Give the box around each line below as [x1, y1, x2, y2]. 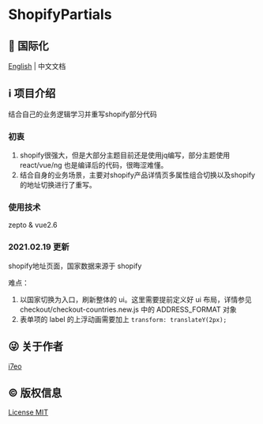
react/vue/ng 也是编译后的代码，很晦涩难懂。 [19, 161, 168, 170]
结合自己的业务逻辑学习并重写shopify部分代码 [8, 109, 158, 119]
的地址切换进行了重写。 [19, 180, 96, 190]
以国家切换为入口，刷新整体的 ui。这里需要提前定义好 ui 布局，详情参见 [19, 294, 252, 304]
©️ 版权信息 [8, 386, 62, 399]
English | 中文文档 [8, 62, 66, 70]
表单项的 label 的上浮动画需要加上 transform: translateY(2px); [19, 314, 227, 324]
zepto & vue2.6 [8, 220, 58, 230]
